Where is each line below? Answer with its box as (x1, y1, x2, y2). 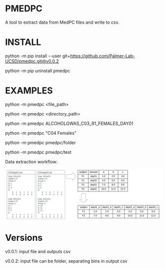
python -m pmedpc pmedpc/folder (5, 139, 76, 146)
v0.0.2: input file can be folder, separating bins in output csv (5, 258, 127, 264)
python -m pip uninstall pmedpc (5, 68, 70, 74)
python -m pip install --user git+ (5, 53, 71, 59)
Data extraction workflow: (5, 158, 58, 164)
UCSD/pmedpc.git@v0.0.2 (5, 58, 59, 64)
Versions (5, 232, 43, 243)
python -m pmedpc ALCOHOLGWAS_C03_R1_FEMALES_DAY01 (5, 120, 133, 126)
